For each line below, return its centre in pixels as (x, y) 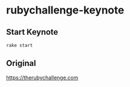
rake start (19, 45)
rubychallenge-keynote (65, 10)
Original (21, 63)
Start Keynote (32, 32)
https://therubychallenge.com (42, 78)
